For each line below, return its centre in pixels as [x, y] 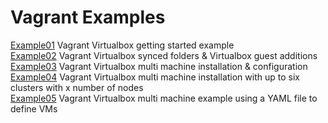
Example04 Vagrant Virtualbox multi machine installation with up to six [155, 77]
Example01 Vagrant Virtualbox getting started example [122, 45]
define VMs [34, 108]
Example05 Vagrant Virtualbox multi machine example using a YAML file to [164, 98]
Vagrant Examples [88, 17]
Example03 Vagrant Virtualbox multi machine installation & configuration [159, 66]
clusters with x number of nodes [77, 87]
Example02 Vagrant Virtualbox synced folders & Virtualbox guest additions [164, 55]
